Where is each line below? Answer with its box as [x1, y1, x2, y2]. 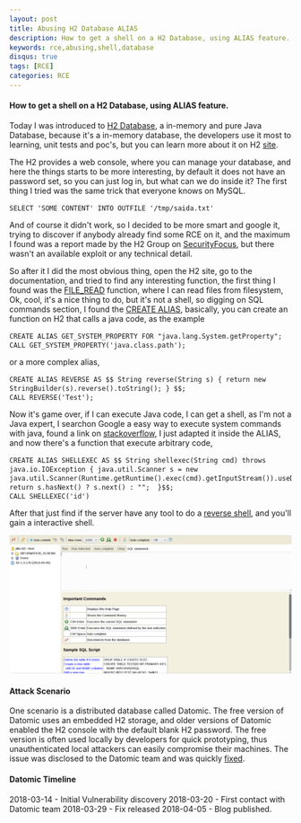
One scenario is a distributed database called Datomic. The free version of [9, 705, 284, 716]
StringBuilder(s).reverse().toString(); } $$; [9, 385, 186, 394]
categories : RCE [9, 72, 70, 81]
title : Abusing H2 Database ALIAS [9, 23, 139, 33]
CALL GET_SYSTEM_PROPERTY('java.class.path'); [9, 341, 186, 350]
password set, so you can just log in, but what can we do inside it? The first [9, 176, 288, 187]
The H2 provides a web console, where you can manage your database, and [9, 157, 291, 168]
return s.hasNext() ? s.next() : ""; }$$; [9, 483, 175, 492]
